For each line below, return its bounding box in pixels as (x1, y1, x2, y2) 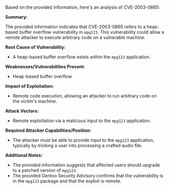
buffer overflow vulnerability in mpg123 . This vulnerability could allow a (19, 29, 164, 35)
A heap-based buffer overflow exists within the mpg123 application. (12, 54, 151, 60)
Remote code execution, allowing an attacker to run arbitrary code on (12, 93, 157, 99)
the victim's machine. (12, 98, 58, 104)
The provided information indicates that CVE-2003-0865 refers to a (5, 24, 146, 30)
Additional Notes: (5, 152, 43, 158)
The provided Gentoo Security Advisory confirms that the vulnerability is (12, 173, 163, 178)
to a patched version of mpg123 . (12, 167, 77, 173)
